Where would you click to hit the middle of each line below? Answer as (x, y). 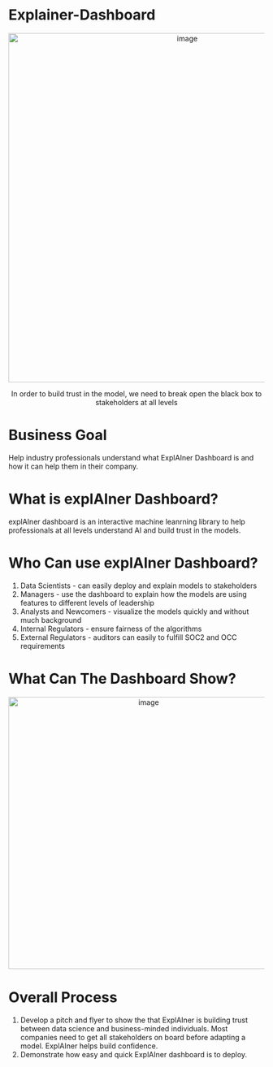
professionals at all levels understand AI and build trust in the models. (125, 530)
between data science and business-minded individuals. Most (124, 1028)
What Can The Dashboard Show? (123, 678)
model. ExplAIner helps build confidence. (89, 1046)
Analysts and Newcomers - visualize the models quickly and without (134, 611)
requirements (42, 646)
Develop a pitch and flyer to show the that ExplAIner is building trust (134, 1020)
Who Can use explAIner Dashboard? (133, 563)
